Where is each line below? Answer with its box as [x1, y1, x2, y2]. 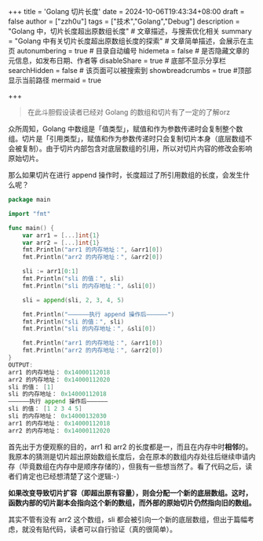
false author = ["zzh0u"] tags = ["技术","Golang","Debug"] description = [8, 16, 240, 26]
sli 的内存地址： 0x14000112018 [8, 390, 108, 398]
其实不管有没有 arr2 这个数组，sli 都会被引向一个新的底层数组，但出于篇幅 [8, 514, 248, 524]
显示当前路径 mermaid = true [8, 75, 102, 85]
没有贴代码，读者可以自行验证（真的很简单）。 [28, 525, 177, 534]
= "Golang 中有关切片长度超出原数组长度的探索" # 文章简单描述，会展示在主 [8, 36, 254, 46]
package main [8, 196, 51, 203]
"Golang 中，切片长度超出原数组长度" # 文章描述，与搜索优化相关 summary [8, 27, 253, 35]
